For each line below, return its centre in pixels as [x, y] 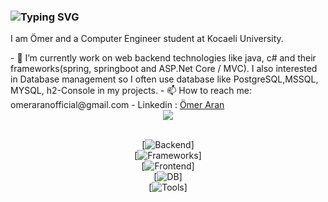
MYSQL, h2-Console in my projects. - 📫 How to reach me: [131, 91]
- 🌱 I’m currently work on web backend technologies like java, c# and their [163, 58]
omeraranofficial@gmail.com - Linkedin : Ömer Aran [117, 105]
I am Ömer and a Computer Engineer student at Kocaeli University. [147, 39]
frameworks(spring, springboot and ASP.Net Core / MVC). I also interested [164, 69]
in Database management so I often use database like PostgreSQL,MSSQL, [164, 79]
